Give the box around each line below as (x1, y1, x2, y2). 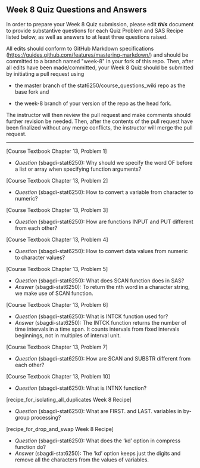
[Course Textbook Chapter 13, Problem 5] (6, 265, 108, 272)
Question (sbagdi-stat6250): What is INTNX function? (14, 384, 147, 392)
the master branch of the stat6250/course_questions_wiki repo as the (14, 82, 186, 89)
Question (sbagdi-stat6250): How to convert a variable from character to (14, 188, 193, 196)
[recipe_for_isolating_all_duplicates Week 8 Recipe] (6, 396, 132, 403)
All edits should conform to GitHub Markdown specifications (6, 45, 154, 52)
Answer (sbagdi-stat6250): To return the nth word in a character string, (14, 283, 190, 290)
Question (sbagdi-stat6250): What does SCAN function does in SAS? (14, 277, 185, 284)
